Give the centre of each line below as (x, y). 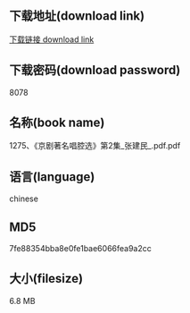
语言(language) (52, 177)
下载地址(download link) (77, 16)
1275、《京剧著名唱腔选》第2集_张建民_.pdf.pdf (95, 146)
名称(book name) (57, 123)
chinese (24, 199)
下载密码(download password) (95, 70)
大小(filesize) (46, 279)
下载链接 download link (52, 39)
